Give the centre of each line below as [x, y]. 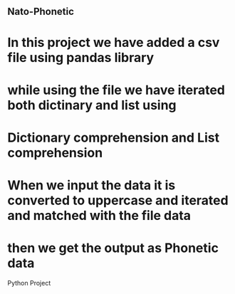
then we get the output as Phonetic [113, 248]
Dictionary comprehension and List [113, 137]
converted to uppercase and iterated [118, 200]
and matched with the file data [99, 216]
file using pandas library [81, 57]
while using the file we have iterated [116, 90]
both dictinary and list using [92, 105]
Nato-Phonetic [41, 12]
